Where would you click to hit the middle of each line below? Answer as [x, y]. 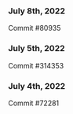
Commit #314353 [36, 65]
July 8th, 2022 [36, 11]
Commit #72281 [34, 103]
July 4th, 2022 [37, 86]
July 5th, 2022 [36, 49]
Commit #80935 [35, 28]
